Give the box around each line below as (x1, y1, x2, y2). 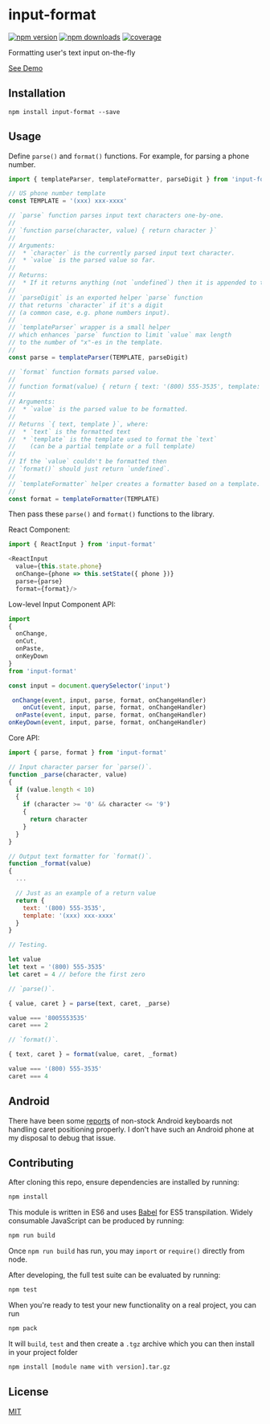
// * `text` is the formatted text (8, 427, 131, 435)
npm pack (8, 1324, 38, 1332)
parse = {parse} (15, 577, 63, 586)
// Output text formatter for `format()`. (8, 852, 153, 860)
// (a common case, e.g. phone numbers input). (8, 308, 171, 316)
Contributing (8, 1157, 74, 1170)
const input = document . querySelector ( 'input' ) (8, 681, 171, 690)
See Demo (8, 63, 43, 73)
